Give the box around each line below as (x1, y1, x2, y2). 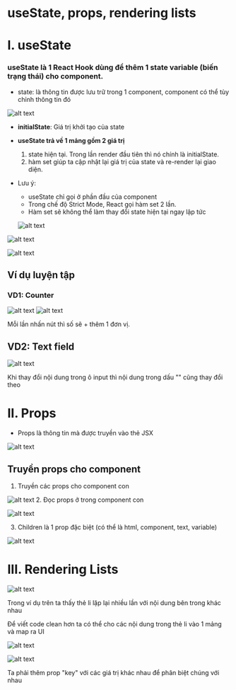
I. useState (7, 38, 72, 54)
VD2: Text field (7, 340, 75, 352)
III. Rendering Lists (7, 561, 119, 577)
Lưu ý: (17, 178, 37, 187)
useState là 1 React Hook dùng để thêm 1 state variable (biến (7, 62, 218, 72)
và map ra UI (7, 627, 45, 636)
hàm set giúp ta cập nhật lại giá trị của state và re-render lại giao (28, 157, 217, 166)
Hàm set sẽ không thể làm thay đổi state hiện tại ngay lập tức (28, 207, 206, 216)
